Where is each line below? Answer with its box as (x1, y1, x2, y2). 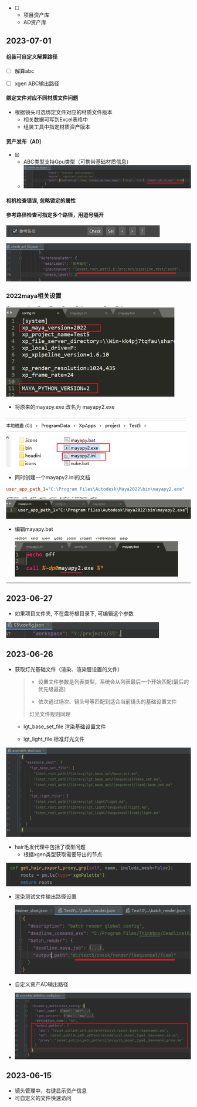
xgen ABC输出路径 (14, 80, 60, 87)
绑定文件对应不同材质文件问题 (6, 95, 78, 102)
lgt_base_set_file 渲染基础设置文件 (23, 723, 107, 730)
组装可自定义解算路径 (6, 53, 57, 60)
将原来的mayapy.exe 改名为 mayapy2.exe (14, 403, 115, 410)
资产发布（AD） (6, 137, 45, 145)
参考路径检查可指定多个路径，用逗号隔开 (6, 211, 104, 218)
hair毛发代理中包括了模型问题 (14, 843, 86, 850)
